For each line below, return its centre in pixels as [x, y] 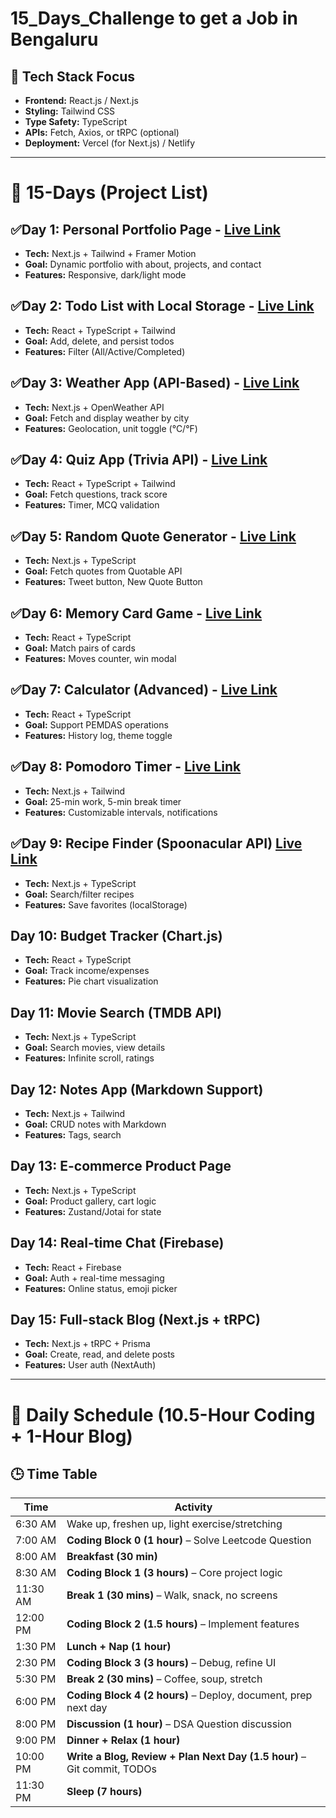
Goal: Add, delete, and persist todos [99, 341]
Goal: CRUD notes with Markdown [95, 1124]
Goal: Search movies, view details [95, 1048]
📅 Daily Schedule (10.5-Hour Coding [163, 1414]
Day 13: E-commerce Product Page [121, 1166]
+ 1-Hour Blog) [71, 1436]
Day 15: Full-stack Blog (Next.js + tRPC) [136, 1319]
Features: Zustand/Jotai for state [93, 1211]
